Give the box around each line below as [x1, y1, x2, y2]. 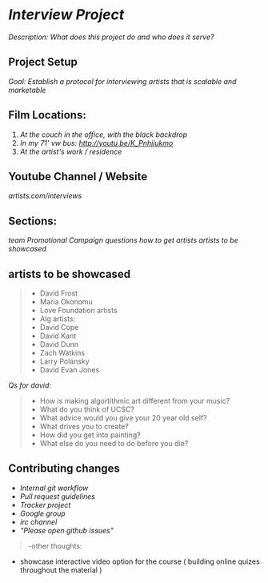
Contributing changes [8, 462, 120, 476]
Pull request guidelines [19, 491, 96, 501]
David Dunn [39, 340, 79, 349]
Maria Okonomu [39, 297, 94, 306]
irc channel [19, 517, 58, 526]
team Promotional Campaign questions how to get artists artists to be [8, 235, 238, 245]
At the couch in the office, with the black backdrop [19, 130, 188, 139]
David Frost [39, 288, 78, 298]
